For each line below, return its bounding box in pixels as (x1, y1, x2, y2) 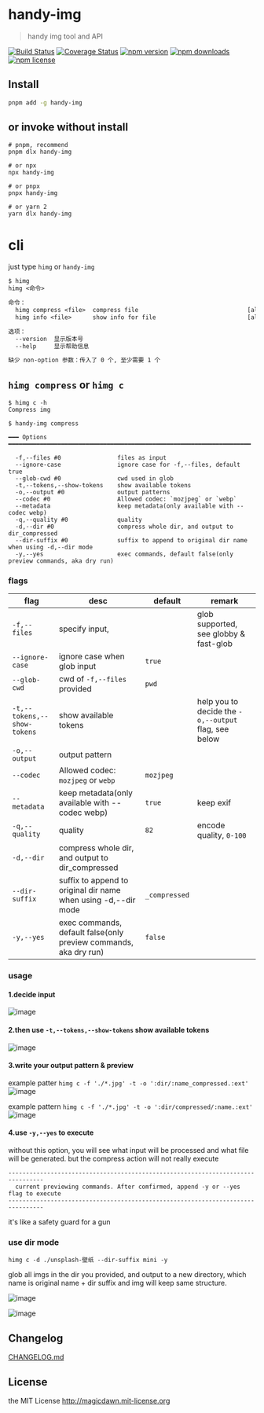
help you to (196, 696, 239, 707)
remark (211, 596, 239, 607)
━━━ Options (8, 434, 47, 442)
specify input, (58, 623, 110, 634)
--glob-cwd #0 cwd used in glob (15, 475, 174, 483)
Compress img (8, 406, 51, 414)
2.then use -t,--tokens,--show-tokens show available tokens (8, 1026, 210, 1035)
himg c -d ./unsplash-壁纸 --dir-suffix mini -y (8, 1256, 168, 1264)
